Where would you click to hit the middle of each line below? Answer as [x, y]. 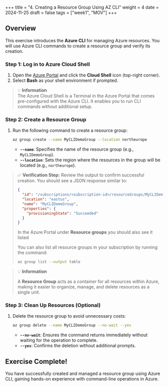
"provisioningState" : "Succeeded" [62, 213]
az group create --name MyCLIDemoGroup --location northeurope [80, 140]
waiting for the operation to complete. [59, 340]
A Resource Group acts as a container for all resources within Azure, [88, 281]
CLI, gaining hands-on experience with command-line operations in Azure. [82, 379]
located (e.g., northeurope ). [48, 165]
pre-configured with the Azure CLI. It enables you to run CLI [79, 101]
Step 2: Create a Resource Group [46, 120]
